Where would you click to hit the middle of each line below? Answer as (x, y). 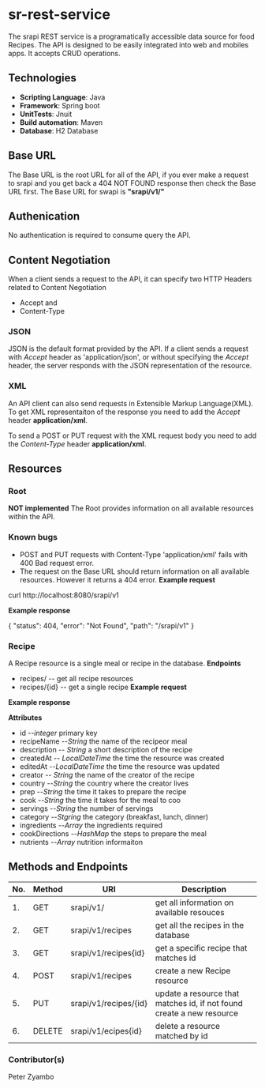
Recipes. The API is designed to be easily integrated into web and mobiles (129, 44)
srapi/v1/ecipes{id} (106, 1031)
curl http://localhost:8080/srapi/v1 (64, 595)
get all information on (194, 902)
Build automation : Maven (61, 122)
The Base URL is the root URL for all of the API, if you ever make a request (129, 175)
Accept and (38, 303)
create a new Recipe (193, 970)
